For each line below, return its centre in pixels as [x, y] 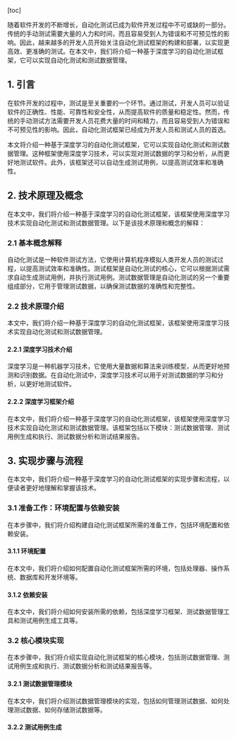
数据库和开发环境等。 [50, 577]
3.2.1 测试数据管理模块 [40, 684]
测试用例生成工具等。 [50, 621]
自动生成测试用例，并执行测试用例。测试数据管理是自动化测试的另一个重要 [121, 277]
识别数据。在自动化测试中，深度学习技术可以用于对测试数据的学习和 [118, 375]
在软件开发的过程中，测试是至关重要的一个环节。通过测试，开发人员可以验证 [119, 103]
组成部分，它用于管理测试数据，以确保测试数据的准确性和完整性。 [103, 286]
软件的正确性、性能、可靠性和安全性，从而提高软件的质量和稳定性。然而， [115, 112]
